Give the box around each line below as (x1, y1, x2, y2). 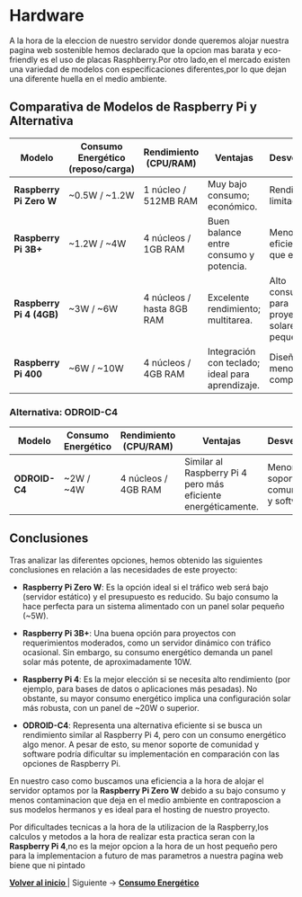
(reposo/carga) (68, 163, 135, 175)
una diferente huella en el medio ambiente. (9, 73, 168, 84)
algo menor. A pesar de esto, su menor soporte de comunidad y (22, 739, 260, 750)
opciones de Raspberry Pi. (22, 758, 121, 768)
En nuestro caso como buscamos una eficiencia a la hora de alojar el (9, 775, 264, 786)
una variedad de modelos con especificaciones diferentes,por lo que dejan (9, 64, 287, 75)
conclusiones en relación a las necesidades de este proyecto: (9, 564, 238, 575)
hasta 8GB (143, 302, 189, 315)
